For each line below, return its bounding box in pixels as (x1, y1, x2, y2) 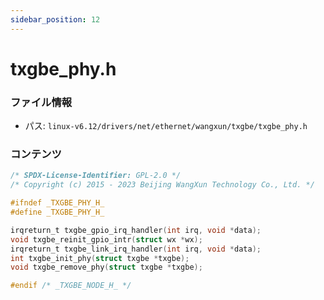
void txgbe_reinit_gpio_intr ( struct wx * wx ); (10, 234, 203, 245)
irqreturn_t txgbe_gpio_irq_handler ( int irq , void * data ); (10, 225, 262, 235)
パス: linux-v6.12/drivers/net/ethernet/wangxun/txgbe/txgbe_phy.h (24, 120, 308, 132)
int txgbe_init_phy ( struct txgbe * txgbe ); (10, 253, 190, 263)
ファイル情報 (10, 95, 73, 109)
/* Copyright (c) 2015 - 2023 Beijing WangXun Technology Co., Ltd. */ (10, 180, 315, 190)
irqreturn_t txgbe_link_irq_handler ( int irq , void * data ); (10, 244, 262, 254)
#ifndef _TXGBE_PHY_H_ (10, 198, 105, 208)
